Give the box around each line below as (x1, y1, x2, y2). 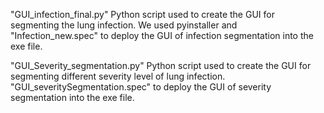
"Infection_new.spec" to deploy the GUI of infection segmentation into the (10, 30, 314, 41)
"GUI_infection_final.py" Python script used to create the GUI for (10, 9, 275, 20)
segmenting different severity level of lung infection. (10, 70, 226, 82)
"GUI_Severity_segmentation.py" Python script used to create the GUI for (10, 60, 312, 71)
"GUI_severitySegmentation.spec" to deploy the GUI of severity (10, 81, 272, 93)
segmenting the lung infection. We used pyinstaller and (10, 19, 238, 31)
